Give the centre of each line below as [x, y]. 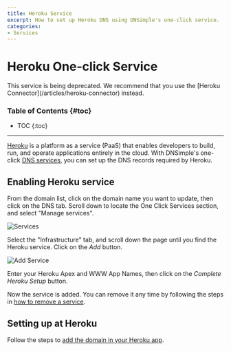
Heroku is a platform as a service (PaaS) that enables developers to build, [111, 146]
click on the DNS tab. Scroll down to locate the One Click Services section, [113, 206]
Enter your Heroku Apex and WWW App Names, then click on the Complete [114, 274]
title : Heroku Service [40, 13]
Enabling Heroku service [61, 182]
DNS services [41, 160]
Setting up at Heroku [52, 323]
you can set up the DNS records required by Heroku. [138, 160]
